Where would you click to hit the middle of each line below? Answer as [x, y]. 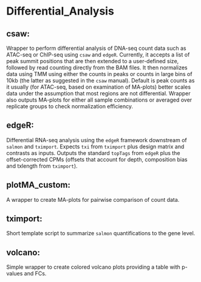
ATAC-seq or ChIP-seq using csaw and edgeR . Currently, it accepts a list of [98, 55]
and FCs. [35, 273]
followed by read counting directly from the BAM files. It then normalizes [97, 67]
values [15, 273]
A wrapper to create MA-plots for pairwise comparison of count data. [93, 199]
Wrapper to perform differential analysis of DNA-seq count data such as [96, 48]
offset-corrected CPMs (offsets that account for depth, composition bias [97, 159]
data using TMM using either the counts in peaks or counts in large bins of [99, 74]
